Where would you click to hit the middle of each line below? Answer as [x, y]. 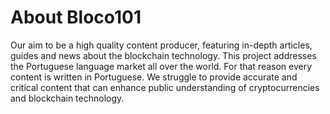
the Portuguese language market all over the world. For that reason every [161, 66]
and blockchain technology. [67, 98]
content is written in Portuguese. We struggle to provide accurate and [154, 77]
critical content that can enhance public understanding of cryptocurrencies [165, 87]
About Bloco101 [76, 17]
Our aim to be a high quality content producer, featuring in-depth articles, [161, 45]
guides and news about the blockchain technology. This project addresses [163, 55]
